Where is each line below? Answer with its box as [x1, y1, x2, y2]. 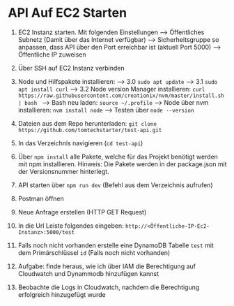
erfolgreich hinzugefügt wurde [17, 290, 107, 298]
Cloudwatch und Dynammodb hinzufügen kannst [17, 269, 159, 277]
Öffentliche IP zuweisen [17, 50, 86, 59]
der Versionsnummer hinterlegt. [17, 167, 110, 175]
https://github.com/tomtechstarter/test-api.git [17, 126, 162, 133]
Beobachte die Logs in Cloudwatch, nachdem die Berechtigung [17, 283, 200, 291]
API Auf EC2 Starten [8, 5, 127, 21]
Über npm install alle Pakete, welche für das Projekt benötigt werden [17, 152, 219, 161]
